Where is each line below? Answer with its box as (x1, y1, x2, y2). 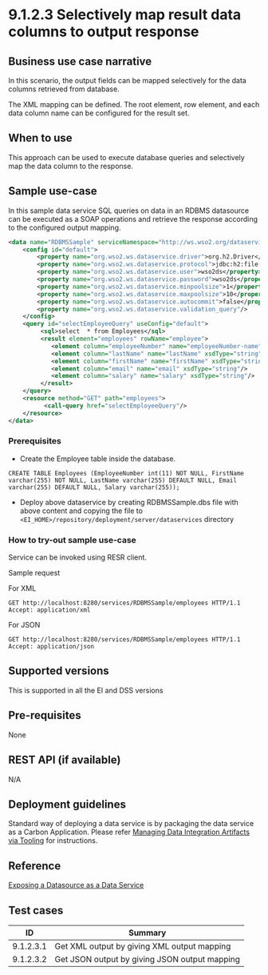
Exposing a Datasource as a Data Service (8, 881, 144, 890)
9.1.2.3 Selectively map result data (8, 6, 242, 24)
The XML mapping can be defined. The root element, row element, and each (8, 100, 260, 109)
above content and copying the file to (19, 506, 144, 516)
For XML (8, 584, 37, 593)
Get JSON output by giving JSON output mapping (54, 953, 241, 965)
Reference (8, 859, 61, 873)
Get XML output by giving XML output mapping (54, 941, 231, 952)
